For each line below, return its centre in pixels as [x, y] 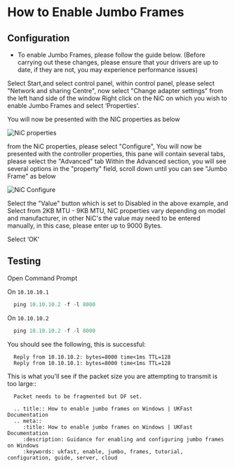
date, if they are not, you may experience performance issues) [108, 70]
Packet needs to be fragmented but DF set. [78, 397]
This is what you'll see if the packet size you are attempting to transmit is [113, 376]
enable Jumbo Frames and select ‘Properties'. [74, 105]
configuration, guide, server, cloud [62, 457]
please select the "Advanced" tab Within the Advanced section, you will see [117, 161]
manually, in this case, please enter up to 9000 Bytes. [85, 226]
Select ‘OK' [23, 239]
